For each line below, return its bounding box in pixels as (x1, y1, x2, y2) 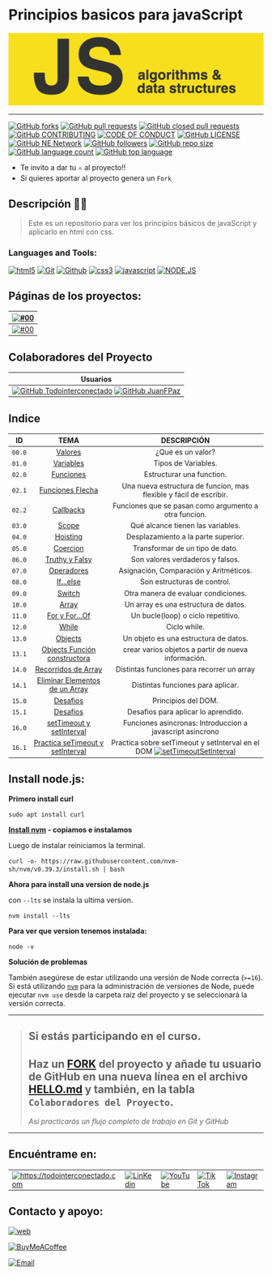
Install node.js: (8, 772, 85, 787)
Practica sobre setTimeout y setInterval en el (111, 738, 261, 748)
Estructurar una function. (143, 470, 227, 480)
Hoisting (54, 532, 83, 542)
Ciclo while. (165, 622, 205, 632)
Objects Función (41, 644, 96, 654)
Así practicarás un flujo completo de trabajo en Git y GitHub (28, 1116, 229, 1126)
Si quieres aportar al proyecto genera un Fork (19, 173, 172, 183)
